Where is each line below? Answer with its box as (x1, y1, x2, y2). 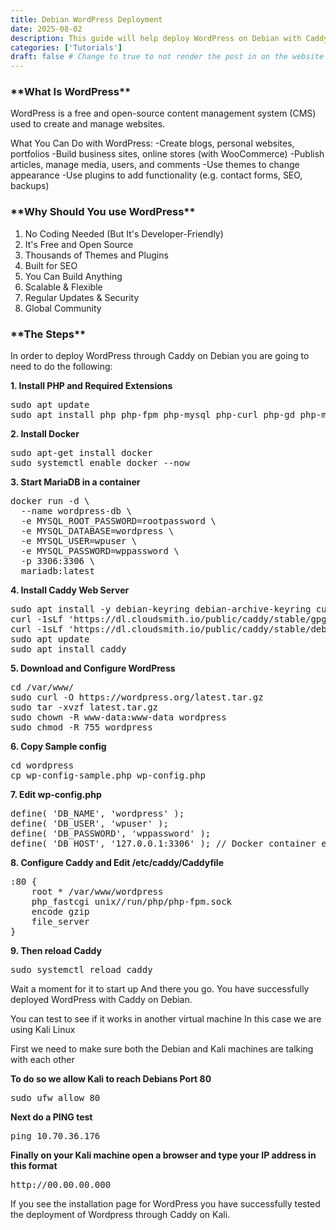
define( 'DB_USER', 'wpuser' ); (10, 818, 169, 830)
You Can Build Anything (24, 270, 123, 282)
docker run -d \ (10, 496, 90, 507)
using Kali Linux (10, 1024, 76, 1036)
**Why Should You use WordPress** (10, 205, 196, 219)
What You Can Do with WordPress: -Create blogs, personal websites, (10, 137, 295, 150)
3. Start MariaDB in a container (10, 476, 141, 488)
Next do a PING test (10, 1111, 93, 1123)
